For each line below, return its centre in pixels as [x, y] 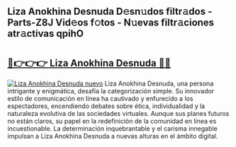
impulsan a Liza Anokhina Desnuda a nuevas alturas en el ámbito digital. [113, 136]
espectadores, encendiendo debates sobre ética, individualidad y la [106, 106]
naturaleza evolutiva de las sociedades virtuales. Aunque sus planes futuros [118, 113]
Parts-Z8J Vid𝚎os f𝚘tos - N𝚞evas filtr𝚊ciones [111, 23]
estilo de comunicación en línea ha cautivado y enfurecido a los [100, 99]
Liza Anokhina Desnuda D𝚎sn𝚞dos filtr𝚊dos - [110, 12]
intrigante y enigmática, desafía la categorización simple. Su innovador [111, 91]
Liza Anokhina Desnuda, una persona [159, 83]
